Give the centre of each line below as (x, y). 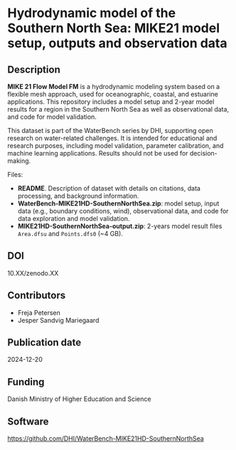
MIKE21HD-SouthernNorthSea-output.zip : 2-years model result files (120, 226)
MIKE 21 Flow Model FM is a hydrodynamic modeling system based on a (114, 86)
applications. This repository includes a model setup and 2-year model (111, 102)
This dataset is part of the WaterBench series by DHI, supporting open (110, 130)
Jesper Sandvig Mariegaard (58, 320)
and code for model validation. (52, 117)
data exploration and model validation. (74, 219)
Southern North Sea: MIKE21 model (114, 28)
